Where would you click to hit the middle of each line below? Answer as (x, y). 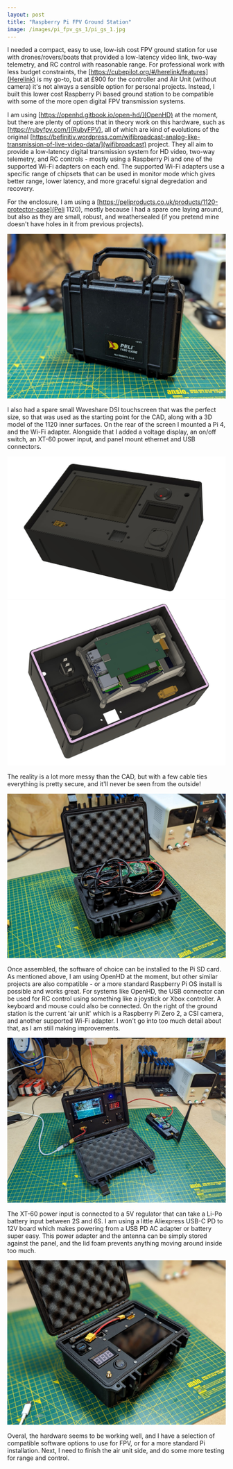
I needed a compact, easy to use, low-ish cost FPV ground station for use (112, 50)
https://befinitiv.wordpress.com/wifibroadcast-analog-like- (116, 137)
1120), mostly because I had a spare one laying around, (144, 210)
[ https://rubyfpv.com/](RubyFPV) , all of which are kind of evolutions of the (113, 130)
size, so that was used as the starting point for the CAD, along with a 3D (110, 417)
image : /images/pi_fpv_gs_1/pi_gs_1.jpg (67, 29)
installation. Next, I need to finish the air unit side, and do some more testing (116, 1450)
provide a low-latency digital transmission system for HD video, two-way (111, 152)
